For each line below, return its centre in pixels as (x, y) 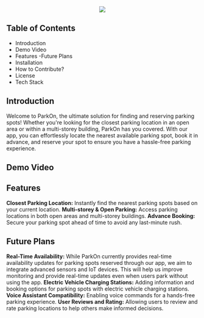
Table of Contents (41, 28)
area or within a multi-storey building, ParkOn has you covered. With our (97, 129)
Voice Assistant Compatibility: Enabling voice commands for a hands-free (101, 295)
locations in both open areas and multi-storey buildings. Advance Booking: (101, 215)
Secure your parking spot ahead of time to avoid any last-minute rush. (94, 222)
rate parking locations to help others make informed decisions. (85, 308)
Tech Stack (29, 82)
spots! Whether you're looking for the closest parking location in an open (98, 122)
